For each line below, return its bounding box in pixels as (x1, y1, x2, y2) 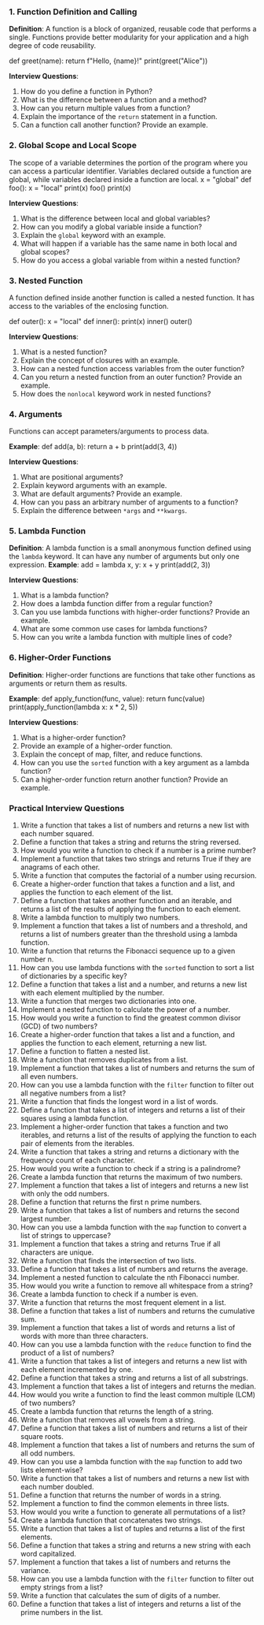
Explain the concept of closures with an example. (20, 355, 180, 365)
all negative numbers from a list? (20, 1088, 126, 1098)
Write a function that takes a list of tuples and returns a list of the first (20, 1524, 246, 1534)
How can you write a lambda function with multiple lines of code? (20, 633, 233, 642)
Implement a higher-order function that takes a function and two (20, 1122, 229, 1132)
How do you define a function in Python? (20, 87, 152, 96)
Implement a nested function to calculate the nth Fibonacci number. (20, 1273, 240, 1282)
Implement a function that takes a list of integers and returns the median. (20, 1381, 256, 1391)
